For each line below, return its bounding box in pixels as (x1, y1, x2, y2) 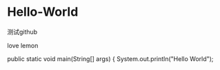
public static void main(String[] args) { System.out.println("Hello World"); (7, 54, 214, 62)
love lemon (7, 41, 39, 49)
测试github (7, 27, 38, 36)
